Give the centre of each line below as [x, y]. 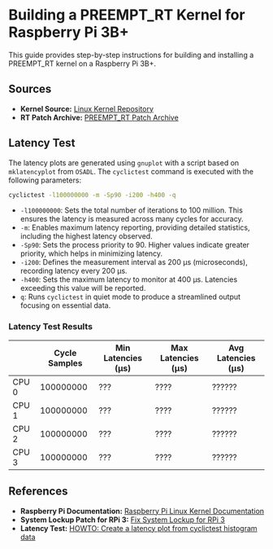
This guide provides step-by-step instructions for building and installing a [131, 55]
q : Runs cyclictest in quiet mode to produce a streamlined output [130, 297]
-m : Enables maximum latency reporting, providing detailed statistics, [135, 228]
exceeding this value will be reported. [83, 288]
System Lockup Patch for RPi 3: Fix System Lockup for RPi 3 [122, 520]
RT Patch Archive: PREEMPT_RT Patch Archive [99, 117]
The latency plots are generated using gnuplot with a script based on [124, 163]
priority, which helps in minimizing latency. [91, 253]
